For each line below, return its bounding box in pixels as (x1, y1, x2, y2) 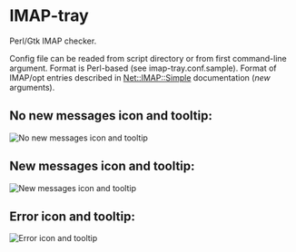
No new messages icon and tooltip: (9, 108, 213, 123)
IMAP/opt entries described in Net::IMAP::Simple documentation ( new (9, 72, 271, 82)
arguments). (9, 82, 55, 92)
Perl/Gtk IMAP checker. (9, 35, 97, 46)
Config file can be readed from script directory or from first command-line (9, 53, 288, 63)
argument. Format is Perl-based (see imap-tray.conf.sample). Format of (9, 63, 277, 73)
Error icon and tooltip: (9, 208, 136, 224)
